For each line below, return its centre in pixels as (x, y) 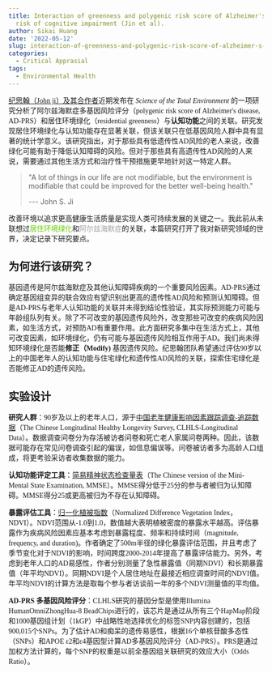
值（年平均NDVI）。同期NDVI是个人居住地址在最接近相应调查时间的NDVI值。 (136, 574)
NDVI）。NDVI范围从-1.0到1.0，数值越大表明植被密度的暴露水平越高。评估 (130, 523)
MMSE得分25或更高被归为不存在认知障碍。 (93, 496)
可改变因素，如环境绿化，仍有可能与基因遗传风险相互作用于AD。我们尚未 (131, 338)
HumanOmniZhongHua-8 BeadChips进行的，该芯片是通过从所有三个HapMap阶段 (134, 611)
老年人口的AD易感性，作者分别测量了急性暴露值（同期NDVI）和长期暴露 (143, 564)
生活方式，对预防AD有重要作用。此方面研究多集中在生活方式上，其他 (145, 328)
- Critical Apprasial (52, 62)
